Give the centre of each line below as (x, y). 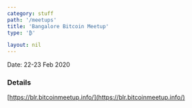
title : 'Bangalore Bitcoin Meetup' (58, 26)
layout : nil (24, 45)
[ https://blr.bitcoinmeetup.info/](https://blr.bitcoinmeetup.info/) (96, 98)
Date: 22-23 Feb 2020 (39, 65)
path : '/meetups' (32, 20)
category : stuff (30, 13)
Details (19, 83)
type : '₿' (21, 33)
